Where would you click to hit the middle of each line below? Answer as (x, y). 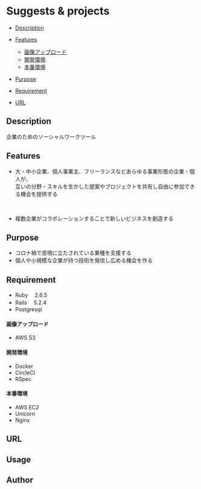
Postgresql (28, 309)
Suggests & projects (58, 11)
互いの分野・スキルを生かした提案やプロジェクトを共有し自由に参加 (100, 186)
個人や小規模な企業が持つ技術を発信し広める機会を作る (84, 260)
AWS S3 (25, 338)
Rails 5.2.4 (31, 303)
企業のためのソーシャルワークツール (51, 136)
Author (20, 480)
